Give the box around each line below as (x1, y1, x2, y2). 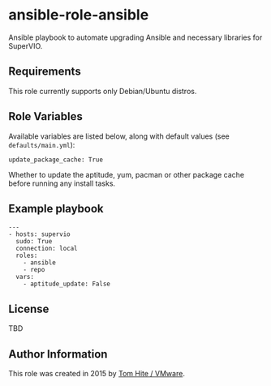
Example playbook (8, 201, 104, 216)
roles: (15, 251, 38, 260)
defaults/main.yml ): (8, 139, 75, 149)
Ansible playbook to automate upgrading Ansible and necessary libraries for (8, 32, 263, 42)
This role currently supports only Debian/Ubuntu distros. (8, 86, 197, 96)
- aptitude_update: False (23, 280, 111, 289)
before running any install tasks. (8, 178, 116, 188)
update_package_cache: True (8, 156, 104, 164)
